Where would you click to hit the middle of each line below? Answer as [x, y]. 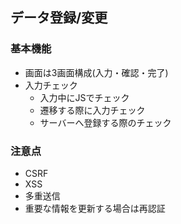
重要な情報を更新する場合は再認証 [95, 208]
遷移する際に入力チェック [92, 110]
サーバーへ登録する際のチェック [105, 122]
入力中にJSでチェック [84, 97]
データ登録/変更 [59, 18]
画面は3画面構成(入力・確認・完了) [96, 72]
